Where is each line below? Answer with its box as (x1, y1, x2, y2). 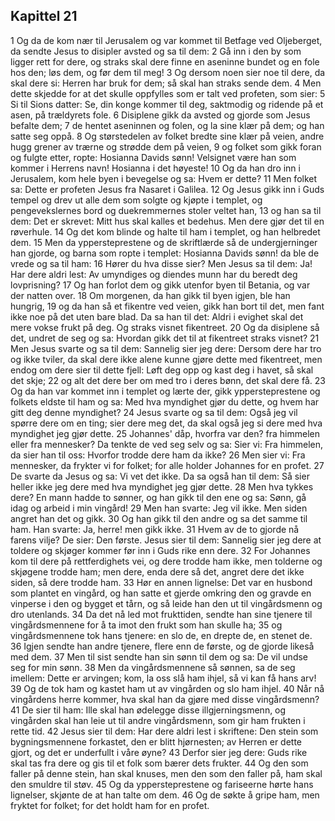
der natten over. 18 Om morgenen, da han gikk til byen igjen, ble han (10, 289, 291, 301)
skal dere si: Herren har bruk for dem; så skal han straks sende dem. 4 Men (10, 77, 322, 89)
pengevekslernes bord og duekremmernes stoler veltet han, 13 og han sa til (10, 204, 322, 216)
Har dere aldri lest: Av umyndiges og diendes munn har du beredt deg (10, 268, 298, 280)
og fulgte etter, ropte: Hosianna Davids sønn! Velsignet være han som (10, 151, 297, 163)
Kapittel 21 (10, 8, 78, 25)
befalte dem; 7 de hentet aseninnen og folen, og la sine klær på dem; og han (10, 119, 325, 131)
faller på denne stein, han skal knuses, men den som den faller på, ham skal (10, 767, 323, 779)
